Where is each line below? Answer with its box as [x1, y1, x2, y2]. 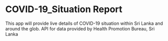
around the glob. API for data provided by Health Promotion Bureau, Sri [5, 25, 155, 31]
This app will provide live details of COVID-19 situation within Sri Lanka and [5, 20, 163, 26]
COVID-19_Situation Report [5, 4, 123, 15]
